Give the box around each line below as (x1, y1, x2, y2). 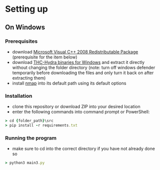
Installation (5, 92, 33, 99)
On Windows (5, 23, 46, 31)
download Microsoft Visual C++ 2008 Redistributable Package (12, 49, 138, 55)
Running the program (5, 134, 57, 141)
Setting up (5, 3, 48, 15)
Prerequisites (5, 38, 38, 45)
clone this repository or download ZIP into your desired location (12, 104, 140, 110)
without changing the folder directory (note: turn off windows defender (12, 64, 156, 70)
